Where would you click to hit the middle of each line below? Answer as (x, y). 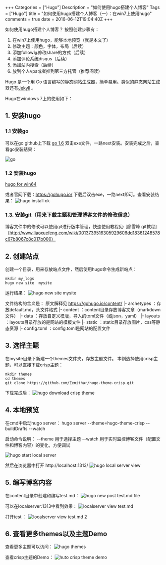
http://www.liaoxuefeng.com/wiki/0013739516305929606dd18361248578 (85, 233)
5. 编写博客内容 (28, 483)
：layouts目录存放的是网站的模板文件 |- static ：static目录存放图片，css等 (81, 322)
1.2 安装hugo (21, 173)
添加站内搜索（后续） (34, 65)
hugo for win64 (21, 184)
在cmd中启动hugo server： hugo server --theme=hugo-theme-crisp (75, 423)
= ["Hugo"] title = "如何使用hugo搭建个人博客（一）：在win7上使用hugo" (79, 13)
